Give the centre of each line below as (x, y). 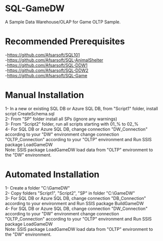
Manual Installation (45, 95)
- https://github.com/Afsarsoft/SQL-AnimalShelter (54, 60)
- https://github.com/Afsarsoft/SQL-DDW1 (46, 65)
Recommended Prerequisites (65, 41)
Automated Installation (52, 175)
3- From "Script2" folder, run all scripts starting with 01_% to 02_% (72, 124)
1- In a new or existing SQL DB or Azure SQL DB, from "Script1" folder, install (81, 108)
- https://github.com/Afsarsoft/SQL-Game (46, 75)
